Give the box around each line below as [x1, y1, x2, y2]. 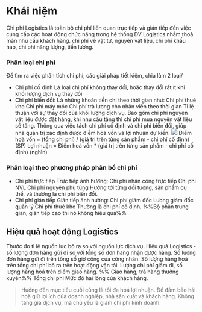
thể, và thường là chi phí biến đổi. [14, 190, 98, 197]
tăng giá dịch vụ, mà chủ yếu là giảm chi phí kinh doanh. [21, 299, 161, 307]
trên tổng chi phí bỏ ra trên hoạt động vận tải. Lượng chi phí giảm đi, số [6, 262, 183, 269]
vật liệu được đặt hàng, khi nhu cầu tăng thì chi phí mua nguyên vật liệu [14, 116, 192, 123]
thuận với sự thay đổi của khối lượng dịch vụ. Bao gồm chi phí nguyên [14, 110, 188, 117]
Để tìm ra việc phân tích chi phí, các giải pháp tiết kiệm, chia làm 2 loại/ [6, 72, 183, 80]
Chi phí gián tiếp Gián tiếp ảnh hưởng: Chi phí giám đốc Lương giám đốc [14, 196, 194, 204]
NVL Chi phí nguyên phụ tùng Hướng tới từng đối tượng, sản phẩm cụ [14, 184, 187, 191]
